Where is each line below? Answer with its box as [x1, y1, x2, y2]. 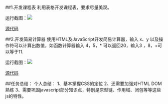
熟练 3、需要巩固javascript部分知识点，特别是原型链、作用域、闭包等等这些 [5, 87, 161, 92]
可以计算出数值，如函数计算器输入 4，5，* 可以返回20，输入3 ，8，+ [14, 42, 158, 48]
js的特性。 [5, 93, 27, 99]
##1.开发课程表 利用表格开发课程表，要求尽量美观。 [5, 4, 112, 10]
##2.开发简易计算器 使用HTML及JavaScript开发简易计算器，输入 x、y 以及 [5, 36, 159, 42]
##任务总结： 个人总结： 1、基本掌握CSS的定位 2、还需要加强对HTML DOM [5, 80, 162, 86]
